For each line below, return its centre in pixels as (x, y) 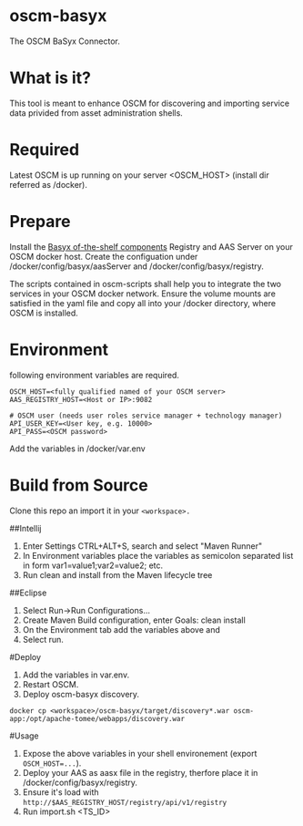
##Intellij (25, 528)
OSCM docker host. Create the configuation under (104, 256)
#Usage (24, 736)
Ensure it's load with (61, 792)
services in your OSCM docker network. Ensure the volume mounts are (142, 294)
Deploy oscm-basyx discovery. (81, 694)
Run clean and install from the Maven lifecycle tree (117, 574)
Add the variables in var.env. (76, 675)
